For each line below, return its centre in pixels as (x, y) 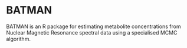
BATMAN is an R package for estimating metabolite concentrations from (93, 26)
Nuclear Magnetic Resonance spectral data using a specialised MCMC (92, 32)
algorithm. (19, 39)
